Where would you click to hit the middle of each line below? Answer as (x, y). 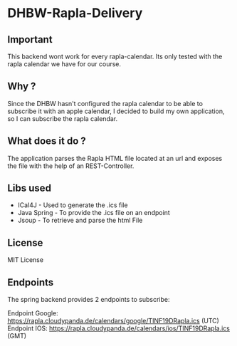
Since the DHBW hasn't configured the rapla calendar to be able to (105, 103)
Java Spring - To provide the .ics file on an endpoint (94, 213)
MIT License (26, 260)
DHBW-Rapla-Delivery (75, 13)
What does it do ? (47, 141)
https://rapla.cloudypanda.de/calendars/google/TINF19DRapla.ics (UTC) (113, 321)
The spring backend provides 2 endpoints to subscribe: (89, 300)
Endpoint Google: (33, 313)
